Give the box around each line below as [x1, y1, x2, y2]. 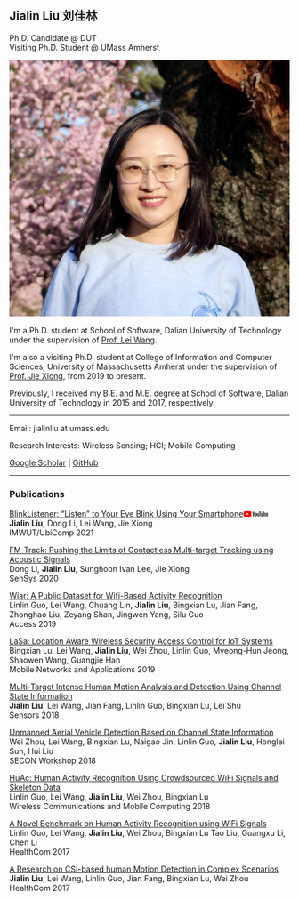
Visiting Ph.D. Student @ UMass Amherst [9, 42, 160, 52]
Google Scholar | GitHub [9, 457, 99, 469]
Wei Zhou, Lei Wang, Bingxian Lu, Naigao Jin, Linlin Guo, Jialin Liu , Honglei [9, 736, 285, 747]
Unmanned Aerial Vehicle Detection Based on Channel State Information [9, 727, 274, 737]
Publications [9, 488, 65, 501]
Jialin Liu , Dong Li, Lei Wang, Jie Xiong [9, 518, 153, 528]
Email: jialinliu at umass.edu [9, 423, 110, 434]
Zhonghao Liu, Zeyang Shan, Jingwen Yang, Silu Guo [9, 608, 204, 620]
